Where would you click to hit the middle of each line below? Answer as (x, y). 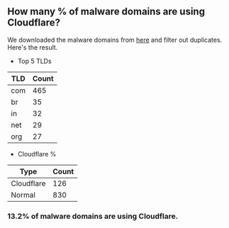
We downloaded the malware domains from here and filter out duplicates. (115, 40)
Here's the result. (33, 47)
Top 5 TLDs (34, 61)
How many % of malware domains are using (106, 12)
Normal (23, 195)
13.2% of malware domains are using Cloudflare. (93, 216)
